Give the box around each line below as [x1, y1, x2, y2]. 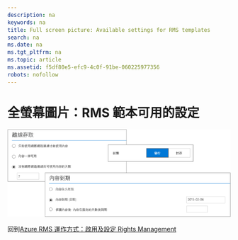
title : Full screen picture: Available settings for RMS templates [7, 26, 211, 33]
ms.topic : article [7, 57, 62, 64]
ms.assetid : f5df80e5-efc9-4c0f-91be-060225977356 [7, 64, 160, 71]
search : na [7, 34, 40, 41]
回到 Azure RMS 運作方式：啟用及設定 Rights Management [7, 224, 177, 233]
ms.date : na [7, 41, 42, 49]
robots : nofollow [7, 71, 59, 78]
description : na [7, 11, 55, 18]
